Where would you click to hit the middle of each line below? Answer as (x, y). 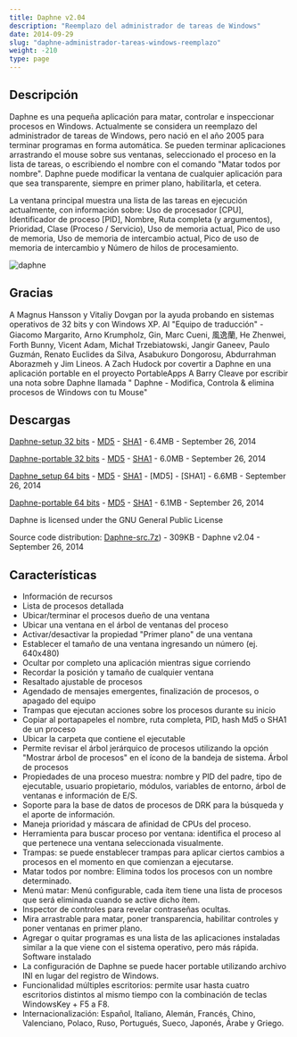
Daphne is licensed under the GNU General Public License (116, 520)
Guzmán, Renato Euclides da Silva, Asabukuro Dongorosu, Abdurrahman (143, 354)
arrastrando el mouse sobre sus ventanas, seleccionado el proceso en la (143, 154)
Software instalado (57, 957)
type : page (29, 59)
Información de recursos (67, 597)
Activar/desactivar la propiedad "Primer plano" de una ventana (137, 635)
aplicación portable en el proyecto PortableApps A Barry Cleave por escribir (148, 373)
